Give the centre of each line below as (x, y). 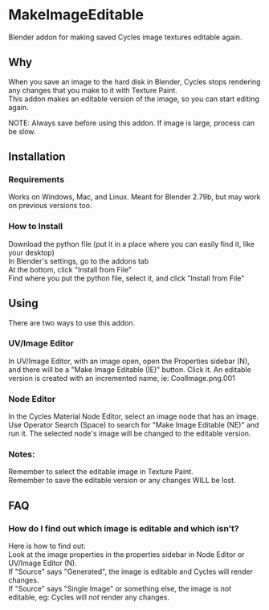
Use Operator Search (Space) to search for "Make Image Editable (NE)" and (134, 425)
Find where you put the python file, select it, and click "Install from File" (126, 278)
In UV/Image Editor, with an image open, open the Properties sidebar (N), (129, 361)
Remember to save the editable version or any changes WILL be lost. (122, 481)
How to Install (35, 227)
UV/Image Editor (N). (43, 563)
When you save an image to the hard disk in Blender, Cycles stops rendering (134, 81)
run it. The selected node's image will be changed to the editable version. (130, 434)
